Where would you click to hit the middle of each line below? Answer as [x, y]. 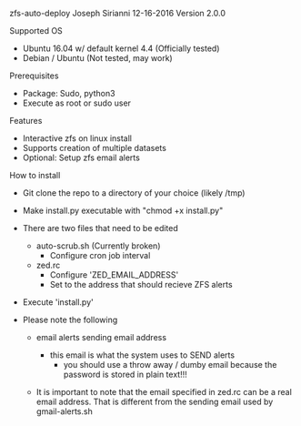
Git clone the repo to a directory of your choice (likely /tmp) [134, 193]
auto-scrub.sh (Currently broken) [98, 246]
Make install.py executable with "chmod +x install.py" [123, 210]
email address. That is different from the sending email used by [155, 401]
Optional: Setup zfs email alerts [81, 157]
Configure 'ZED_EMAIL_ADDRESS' [114, 275]
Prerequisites [34, 76]
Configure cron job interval [100, 255]
